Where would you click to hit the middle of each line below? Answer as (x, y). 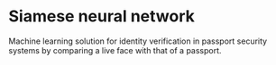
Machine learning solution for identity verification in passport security (138, 41)
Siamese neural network (102, 16)
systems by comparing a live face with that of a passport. (115, 50)
